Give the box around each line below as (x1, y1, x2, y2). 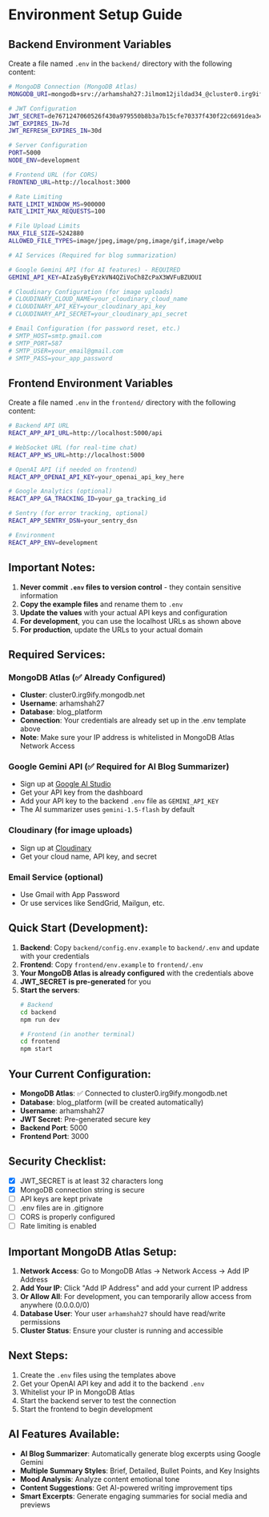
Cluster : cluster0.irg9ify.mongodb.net (19, 690, 146, 700)
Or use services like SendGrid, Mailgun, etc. (19, 899, 166, 908)
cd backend (19, 1008, 57, 1016)
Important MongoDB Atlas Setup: (8, 1245, 178, 1258)
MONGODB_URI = (8, 90, 52, 98)
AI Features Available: (8, 1427, 120, 1441)
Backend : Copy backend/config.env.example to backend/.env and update (19, 943, 260, 952)
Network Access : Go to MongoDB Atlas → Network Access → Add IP (19, 1266, 250, 1275)
